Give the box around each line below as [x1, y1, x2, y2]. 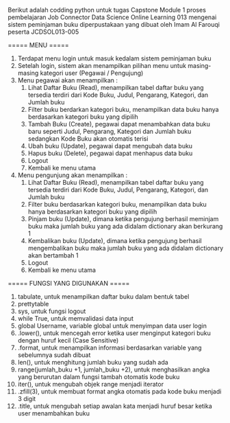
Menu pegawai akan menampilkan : [17, 76, 118, 84]
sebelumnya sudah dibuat [17, 351, 91, 359]
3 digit [17, 395, 36, 402]
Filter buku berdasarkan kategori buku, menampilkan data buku [27, 201, 207, 208]
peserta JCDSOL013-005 [8, 27, 79, 36]
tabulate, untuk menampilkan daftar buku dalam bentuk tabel [17, 293, 190, 301]
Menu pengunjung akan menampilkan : [17, 171, 128, 179]
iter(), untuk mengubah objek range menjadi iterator [17, 380, 164, 388]
